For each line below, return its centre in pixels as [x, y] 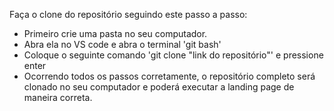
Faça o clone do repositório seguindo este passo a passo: [128, 14]
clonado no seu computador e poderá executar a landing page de [159, 87]
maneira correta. [58, 97]
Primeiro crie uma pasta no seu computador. [115, 33]
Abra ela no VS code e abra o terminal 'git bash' [122, 44]
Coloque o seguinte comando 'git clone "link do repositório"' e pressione [173, 55]
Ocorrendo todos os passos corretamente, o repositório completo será [169, 76]
